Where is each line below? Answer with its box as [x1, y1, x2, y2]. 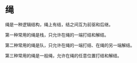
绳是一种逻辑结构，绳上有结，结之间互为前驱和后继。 [5, 21, 113, 27]
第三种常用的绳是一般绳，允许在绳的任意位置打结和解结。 [5, 52, 122, 59]
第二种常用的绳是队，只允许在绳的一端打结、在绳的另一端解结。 [5, 42, 135, 48]
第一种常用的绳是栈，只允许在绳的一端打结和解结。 [5, 32, 109, 38]
